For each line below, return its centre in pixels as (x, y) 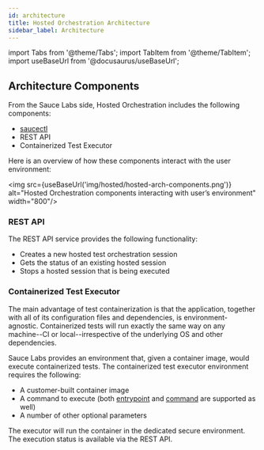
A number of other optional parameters (83, 415)
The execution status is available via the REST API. (91, 439)
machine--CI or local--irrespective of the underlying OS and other (116, 334)
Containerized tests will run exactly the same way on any (132, 326)
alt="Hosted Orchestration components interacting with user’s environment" (132, 193)
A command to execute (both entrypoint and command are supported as (138, 398)
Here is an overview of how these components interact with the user (119, 161)
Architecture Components (74, 86)
